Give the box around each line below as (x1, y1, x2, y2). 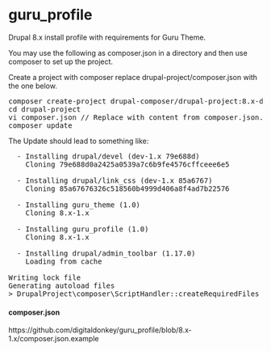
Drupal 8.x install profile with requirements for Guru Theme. (8, 32, 206, 42)
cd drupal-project (8, 104, 81, 114)
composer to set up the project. (8, 57, 114, 66)
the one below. (8, 81, 58, 91)
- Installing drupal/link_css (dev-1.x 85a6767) (16, 175, 213, 185)
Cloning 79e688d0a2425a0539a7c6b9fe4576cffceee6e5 (25, 159, 230, 169)
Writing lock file (8, 273, 81, 282)
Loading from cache (25, 256, 102, 266)
